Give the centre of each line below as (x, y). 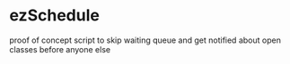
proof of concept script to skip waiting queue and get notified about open (145, 40)
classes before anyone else (60, 49)
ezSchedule (55, 16)
